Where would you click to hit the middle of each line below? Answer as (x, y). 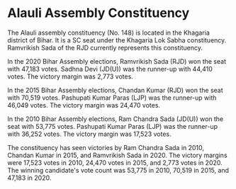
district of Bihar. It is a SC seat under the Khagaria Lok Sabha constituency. (117, 40)
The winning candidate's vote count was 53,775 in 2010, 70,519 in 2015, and (118, 170)
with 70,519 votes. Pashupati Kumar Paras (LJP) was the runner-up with (112, 98)
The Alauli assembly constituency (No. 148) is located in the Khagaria (109, 33)
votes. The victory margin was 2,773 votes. (70, 76)
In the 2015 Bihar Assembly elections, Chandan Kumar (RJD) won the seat (115, 90)
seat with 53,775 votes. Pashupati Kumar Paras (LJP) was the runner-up (113, 126)
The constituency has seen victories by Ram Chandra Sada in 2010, (106, 147)
